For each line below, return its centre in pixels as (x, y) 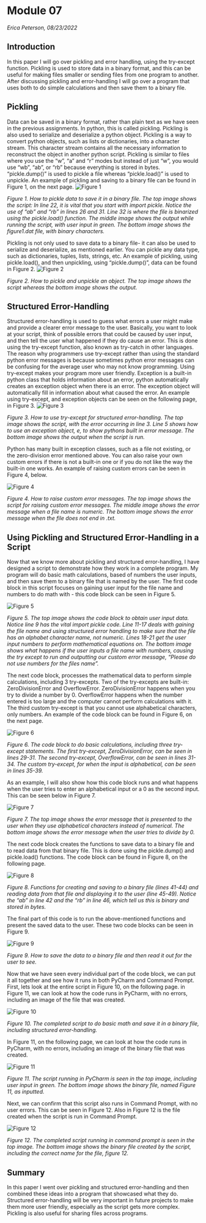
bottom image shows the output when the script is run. (76, 437)
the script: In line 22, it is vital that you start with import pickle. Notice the (99, 205)
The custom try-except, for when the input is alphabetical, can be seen (106, 764)
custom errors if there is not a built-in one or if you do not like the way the (100, 462)
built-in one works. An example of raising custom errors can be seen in (96, 468)
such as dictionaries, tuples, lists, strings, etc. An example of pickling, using (102, 256)
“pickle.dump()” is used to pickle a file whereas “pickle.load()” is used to (98, 174)
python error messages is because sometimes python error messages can (101, 360)
